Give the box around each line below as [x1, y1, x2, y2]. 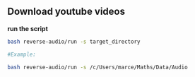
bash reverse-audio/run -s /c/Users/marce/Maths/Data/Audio [7, 64, 189, 71]
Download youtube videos [7, 6, 126, 18]
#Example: [7, 51, 37, 58]
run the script [7, 24, 48, 32]
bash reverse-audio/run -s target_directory [7, 38, 141, 45]
